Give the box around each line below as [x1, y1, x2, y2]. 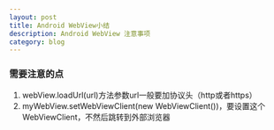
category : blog [9, 37, 65, 47]
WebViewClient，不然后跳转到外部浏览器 [21, 112, 171, 122]
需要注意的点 [9, 68, 65, 80]
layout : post [9, 12, 57, 22]
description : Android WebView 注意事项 [9, 29, 151, 38]
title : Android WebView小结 [9, 21, 110, 30]
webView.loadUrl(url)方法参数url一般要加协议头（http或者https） [21, 90, 258, 100]
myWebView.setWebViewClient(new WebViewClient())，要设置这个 [21, 100, 266, 111]
